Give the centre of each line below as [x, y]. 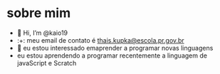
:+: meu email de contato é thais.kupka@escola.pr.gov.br [100, 40]
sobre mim [39, 13]
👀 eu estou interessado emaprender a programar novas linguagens [115, 48]
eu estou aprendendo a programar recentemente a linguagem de [112, 55]
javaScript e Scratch [47, 63]
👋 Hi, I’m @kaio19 [42, 33]
